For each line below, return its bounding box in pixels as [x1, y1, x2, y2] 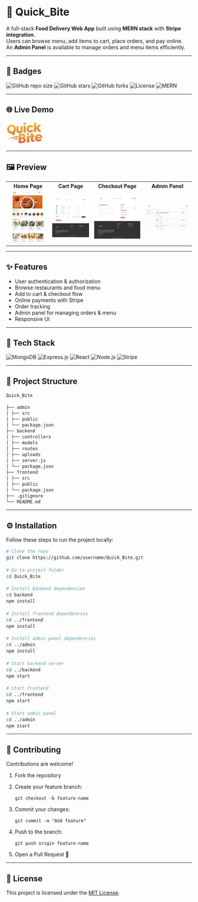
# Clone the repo [6, 549, 49, 555]
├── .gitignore [6, 493, 44, 499]
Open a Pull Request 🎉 [14, 851, 70, 858]
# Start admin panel [6, 710, 57, 717]
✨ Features [6, 262, 48, 272]
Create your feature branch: [14, 783, 82, 790]
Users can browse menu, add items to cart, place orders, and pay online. [6, 37, 183, 44]
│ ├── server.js [6, 458, 46, 464]
